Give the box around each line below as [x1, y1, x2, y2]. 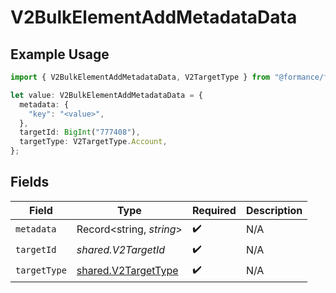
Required [191, 203, 237, 217]
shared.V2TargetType [76, 264, 179, 278]
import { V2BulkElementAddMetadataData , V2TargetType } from [10, 72, 271, 82]
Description [245, 203, 303, 217]
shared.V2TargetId [76, 243, 166, 257]
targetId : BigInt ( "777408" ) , [19, 127, 141, 138]
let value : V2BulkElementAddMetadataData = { [10, 90, 203, 100]
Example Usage [10, 46, 110, 63]
